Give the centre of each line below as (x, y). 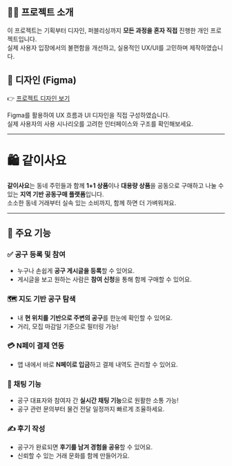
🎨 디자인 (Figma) (42, 81)
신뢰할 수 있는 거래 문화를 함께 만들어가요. (73, 456)
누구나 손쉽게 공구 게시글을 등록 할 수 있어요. (76, 271)
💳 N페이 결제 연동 (36, 346)
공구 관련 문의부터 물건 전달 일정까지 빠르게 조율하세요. (91, 409)
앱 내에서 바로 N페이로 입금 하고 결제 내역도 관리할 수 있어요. (97, 364)
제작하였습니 (206, 48)
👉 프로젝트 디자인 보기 (39, 98)
